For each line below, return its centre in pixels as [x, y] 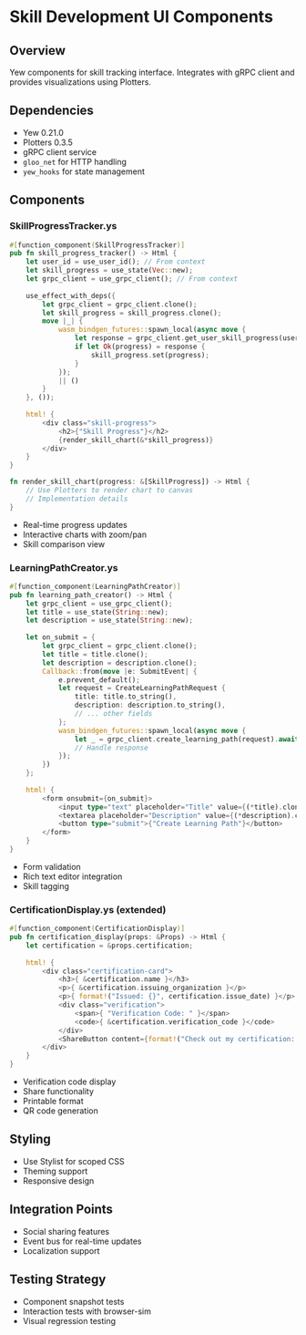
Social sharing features [66, 1231]
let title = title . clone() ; [95, 654]
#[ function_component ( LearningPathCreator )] [95, 586]
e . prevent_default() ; [99, 680]
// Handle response [111, 748]
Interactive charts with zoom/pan [85, 534]
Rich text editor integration [72, 876]
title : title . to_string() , [126, 697]
